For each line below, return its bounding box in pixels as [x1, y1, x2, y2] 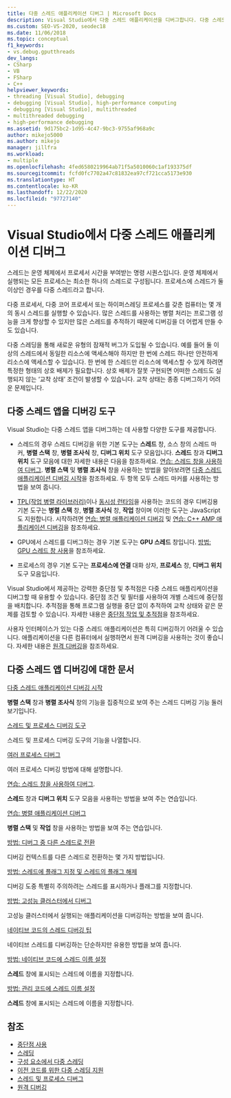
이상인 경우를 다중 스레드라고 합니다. [7, 285, 104, 294]
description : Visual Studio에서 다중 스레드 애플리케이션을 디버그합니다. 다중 [7, 17, 210, 23]
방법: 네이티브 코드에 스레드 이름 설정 [7, 955, 107, 963]
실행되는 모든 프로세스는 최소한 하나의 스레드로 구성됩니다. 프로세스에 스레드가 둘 [7, 276, 224, 285]
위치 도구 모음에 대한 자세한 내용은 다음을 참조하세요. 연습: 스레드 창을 [16, 457, 204, 465]
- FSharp [7, 74, 32, 81]
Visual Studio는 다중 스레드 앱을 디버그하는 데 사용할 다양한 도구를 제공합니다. [7, 425, 217, 433]
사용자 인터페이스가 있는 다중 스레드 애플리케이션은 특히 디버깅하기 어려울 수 [7, 624, 211, 633]
